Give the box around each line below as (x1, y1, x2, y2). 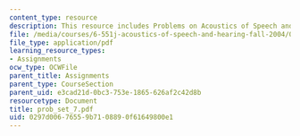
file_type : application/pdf (9, 38, 114, 47)
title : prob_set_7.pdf (9, 105, 94, 114)
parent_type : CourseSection (9, 80, 114, 89)
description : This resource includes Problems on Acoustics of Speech (9, 21, 278, 30)
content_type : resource (9, 13, 98, 22)
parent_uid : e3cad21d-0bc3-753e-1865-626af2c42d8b (9, 88, 202, 97)
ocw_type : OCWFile (9, 64, 78, 72)
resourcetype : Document (9, 96, 98, 106)
